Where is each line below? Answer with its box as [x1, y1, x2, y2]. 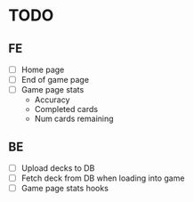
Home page [20, 64, 65, 75]
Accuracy [34, 94, 70, 105]
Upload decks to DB [20, 163, 95, 174]
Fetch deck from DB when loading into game [20, 173, 185, 183]
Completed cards [34, 104, 99, 115]
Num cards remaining [34, 113, 114, 125]
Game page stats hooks [20, 183, 109, 194]
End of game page [20, 75, 90, 85]
